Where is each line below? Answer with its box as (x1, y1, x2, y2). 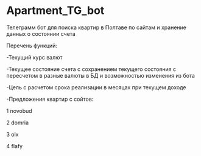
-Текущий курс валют (6, 53, 63, 61)
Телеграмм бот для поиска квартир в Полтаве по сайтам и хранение (6, 24, 187, 31)
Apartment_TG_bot (6, 4, 105, 18)
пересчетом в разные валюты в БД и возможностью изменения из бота (6, 72, 195, 79)
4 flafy (6, 142, 23, 149)
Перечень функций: (6, 42, 58, 49)
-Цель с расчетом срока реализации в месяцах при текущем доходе (6, 83, 186, 91)
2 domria (6, 119, 29, 126)
